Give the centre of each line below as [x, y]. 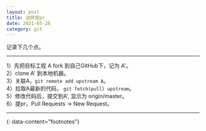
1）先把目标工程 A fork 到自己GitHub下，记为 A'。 [69, 66]
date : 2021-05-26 [29, 23]
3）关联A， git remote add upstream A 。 [58, 81]
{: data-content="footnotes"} [43, 122]
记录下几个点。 [25, 47]
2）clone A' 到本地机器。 [38, 73]
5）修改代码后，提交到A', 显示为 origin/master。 [67, 96]
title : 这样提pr [26, 18]
